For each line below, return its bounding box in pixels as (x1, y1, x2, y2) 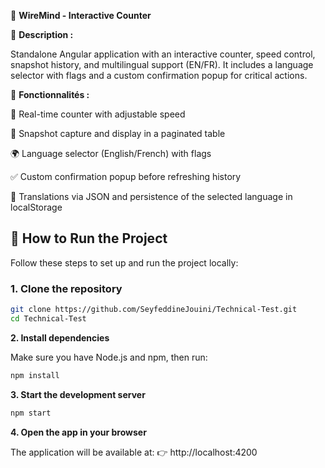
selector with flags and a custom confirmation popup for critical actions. (10, 70, 308, 81)
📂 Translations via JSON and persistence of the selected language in (10, 191, 293, 202)
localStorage (10, 201, 63, 213)
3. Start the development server (10, 388, 146, 400)
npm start (10, 408, 52, 418)
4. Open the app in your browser (10, 426, 147, 438)
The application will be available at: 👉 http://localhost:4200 (10, 446, 258, 458)
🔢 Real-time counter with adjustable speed (10, 108, 186, 120)
